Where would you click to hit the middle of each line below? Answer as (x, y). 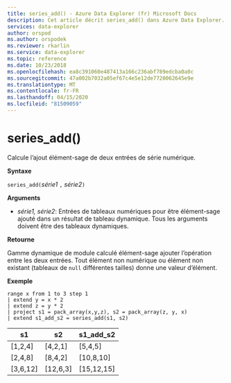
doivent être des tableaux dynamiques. (73, 225)
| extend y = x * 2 (35, 300)
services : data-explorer (43, 26)
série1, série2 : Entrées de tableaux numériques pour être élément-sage (119, 211)
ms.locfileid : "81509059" (44, 104)
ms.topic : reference (37, 59)
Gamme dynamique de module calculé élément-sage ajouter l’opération (109, 253)
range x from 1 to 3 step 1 (48, 293)
